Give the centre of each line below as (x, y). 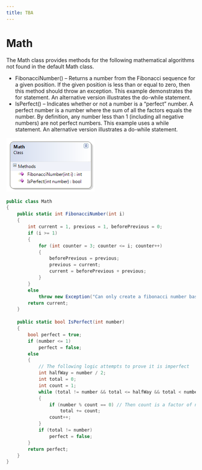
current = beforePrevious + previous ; (98, 271)
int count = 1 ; (57, 386)
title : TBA (20, 13)
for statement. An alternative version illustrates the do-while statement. (103, 97)
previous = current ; (75, 265)
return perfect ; (48, 449)
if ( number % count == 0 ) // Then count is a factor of (121, 405)
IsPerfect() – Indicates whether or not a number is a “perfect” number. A (104, 104)
